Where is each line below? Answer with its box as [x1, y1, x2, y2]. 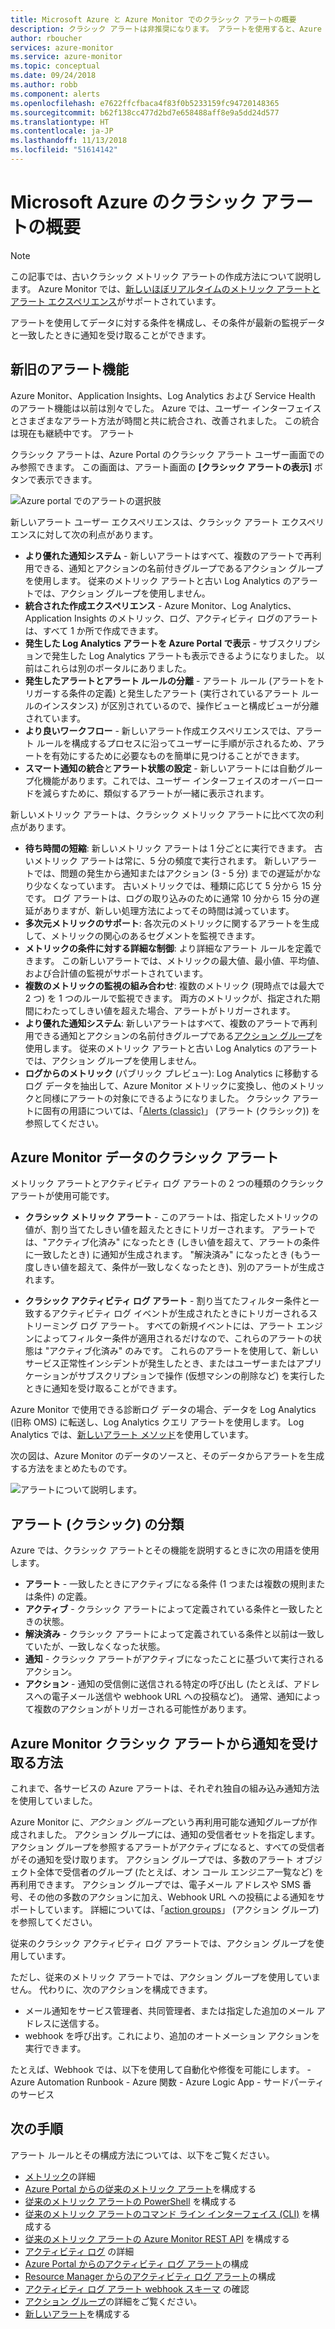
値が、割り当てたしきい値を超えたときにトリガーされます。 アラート [24, 1224, 308, 1236]
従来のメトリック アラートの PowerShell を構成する [24, 2195, 237, 2207]
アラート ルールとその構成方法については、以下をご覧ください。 [10, 2149, 275, 2161]
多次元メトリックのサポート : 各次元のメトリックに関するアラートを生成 [24, 917, 320, 929]
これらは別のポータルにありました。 [42, 662, 192, 674]
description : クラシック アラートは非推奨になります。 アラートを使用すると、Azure [10, 24, 323, 34]
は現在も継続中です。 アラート [10, 427, 135, 439]
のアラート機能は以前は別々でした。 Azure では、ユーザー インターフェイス [10, 402, 322, 414]
